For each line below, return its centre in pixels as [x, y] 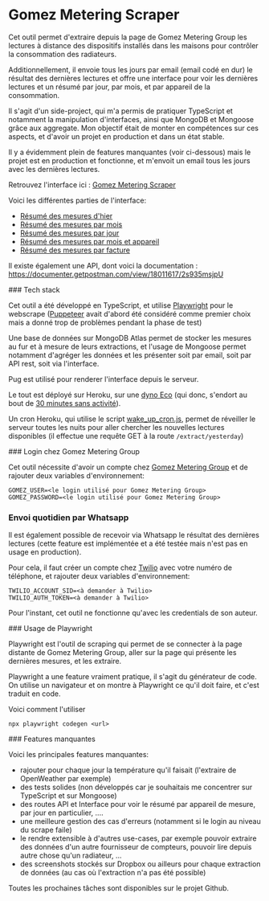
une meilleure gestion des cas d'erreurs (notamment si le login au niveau [140, 821]
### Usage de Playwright [51, 629]
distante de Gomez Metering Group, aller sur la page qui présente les [122, 653]
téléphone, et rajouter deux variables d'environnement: [99, 576]
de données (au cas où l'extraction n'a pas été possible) [113, 873]
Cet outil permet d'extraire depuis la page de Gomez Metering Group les [128, 37]
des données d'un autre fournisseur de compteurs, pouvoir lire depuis [136, 847]
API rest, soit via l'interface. [54, 363]
